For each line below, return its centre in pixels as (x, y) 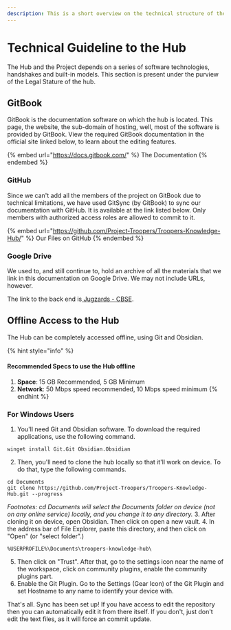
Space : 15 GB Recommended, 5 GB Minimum (81, 382)
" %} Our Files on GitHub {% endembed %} (82, 238)
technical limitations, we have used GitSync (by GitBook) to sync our (104, 203)
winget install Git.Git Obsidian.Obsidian (69, 449)
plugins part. (35, 576)
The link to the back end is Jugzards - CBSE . (70, 299)
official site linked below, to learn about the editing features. (92, 141)
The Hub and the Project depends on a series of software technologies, (108, 67)
